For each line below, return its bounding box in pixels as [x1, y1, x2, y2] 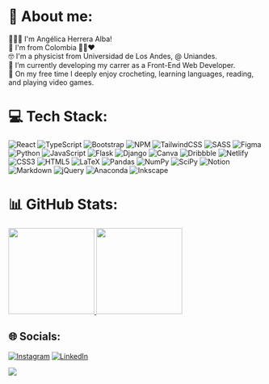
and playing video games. [8, 77, 95, 87]
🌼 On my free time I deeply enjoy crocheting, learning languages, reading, [8, 69, 254, 78]
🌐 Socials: [8, 330, 61, 344]
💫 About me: [8, 7, 93, 26]
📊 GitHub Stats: [8, 196, 119, 213]
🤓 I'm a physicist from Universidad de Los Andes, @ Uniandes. [8, 51, 218, 61]
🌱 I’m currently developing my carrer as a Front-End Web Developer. [8, 60, 236, 70]
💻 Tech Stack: [8, 108, 108, 126]
